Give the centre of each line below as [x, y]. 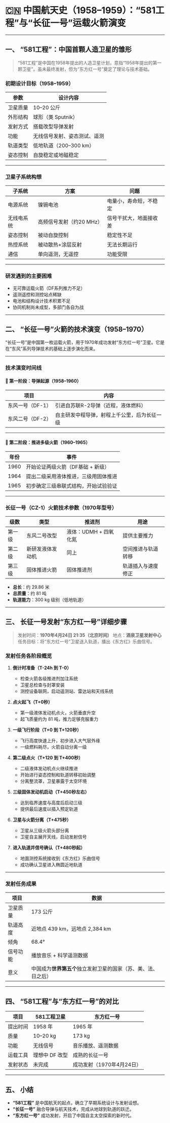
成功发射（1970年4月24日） [107, 1065]
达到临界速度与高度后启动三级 [51, 803]
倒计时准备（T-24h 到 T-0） [42, 668]
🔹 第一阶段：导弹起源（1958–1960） [44, 381]
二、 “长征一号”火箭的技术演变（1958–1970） [77, 330]
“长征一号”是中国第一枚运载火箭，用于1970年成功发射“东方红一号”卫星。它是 [85, 342]
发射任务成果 [21, 884]
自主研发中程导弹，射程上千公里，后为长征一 [108, 415]
